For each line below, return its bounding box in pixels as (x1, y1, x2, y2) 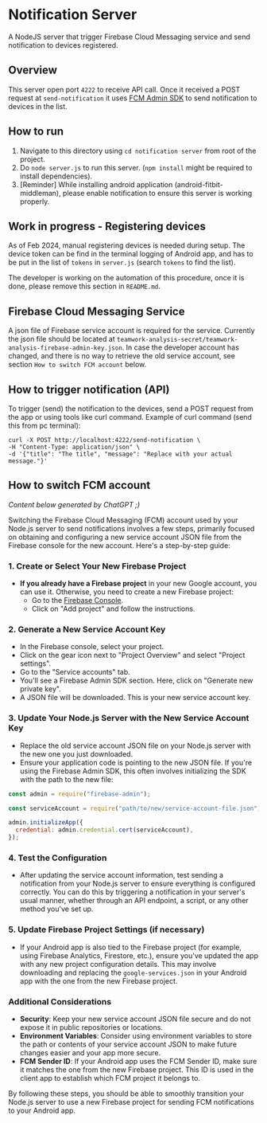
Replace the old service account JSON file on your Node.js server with (19, 741, 252, 750)
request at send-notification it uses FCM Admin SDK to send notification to (8, 93, 257, 103)
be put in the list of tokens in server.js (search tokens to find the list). (8, 257, 236, 268)
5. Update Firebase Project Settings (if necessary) (8, 924, 205, 935)
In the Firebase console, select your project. (19, 642, 164, 651)
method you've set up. (19, 904, 94, 914)
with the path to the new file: (19, 774, 114, 784)
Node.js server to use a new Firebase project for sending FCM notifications (8, 1097, 254, 1106)
